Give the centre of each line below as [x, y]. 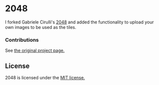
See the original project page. [35, 51]
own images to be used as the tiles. [41, 27]
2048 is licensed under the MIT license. [45, 78]
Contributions [22, 40]
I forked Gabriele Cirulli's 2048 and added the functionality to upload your [79, 22]
